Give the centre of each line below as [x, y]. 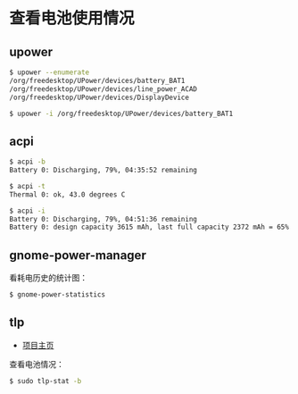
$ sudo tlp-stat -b [46, 381]
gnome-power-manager [78, 255]
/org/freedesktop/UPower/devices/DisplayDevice [99, 97]
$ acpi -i [28, 211]
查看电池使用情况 [72, 18]
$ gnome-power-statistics [57, 295]
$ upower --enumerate [50, 72]
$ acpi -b [28, 162]
